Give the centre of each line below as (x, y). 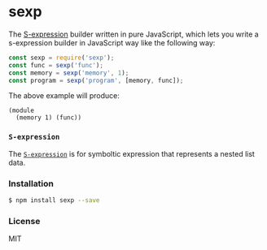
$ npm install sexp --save (54, 200)
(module (22, 111)
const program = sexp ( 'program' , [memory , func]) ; (96, 80)
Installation (31, 183)
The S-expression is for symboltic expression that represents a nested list (131, 153)
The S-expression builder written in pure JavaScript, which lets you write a (133, 34)
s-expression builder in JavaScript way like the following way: (112, 42)
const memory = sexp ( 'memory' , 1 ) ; (69, 73)
